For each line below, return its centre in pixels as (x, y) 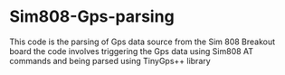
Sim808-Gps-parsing (92, 17)
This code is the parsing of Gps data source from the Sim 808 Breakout (142, 42)
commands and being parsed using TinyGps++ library (110, 61)
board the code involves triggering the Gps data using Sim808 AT (132, 51)
